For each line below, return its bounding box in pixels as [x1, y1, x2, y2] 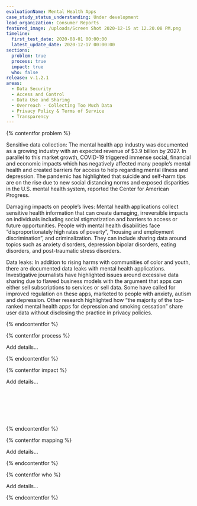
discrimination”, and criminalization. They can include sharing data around [6, 235, 186, 242]
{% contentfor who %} [6, 471, 61, 478]
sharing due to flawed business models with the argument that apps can [6, 278, 182, 285]
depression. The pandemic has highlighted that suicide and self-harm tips [6, 173, 186, 180]
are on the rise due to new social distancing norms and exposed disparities [6, 179, 189, 186]
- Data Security [11, 86, 51, 92]
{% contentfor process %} [6, 332, 70, 339]
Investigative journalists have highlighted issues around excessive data [6, 271, 179, 279]
